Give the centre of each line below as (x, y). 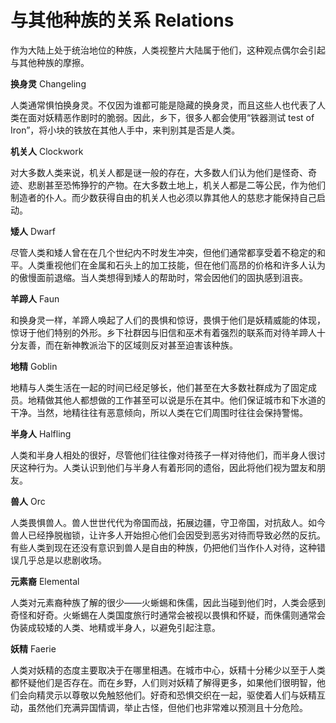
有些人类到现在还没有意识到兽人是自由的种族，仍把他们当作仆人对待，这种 (163, 547)
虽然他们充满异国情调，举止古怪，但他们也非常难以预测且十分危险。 (167, 707)
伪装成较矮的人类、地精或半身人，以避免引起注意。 (115, 627)
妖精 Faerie (33, 648)
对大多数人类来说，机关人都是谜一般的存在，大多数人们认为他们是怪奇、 (159, 172)
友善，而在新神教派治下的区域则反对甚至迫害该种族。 (128, 345)
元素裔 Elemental (45, 581)
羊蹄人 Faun (35, 298)
